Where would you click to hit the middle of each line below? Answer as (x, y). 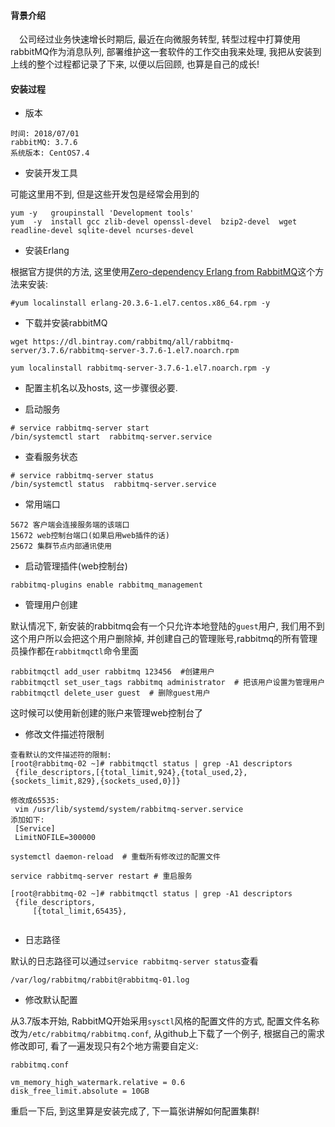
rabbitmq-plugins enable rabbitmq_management (106, 585)
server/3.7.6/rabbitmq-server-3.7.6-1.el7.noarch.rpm (125, 351)
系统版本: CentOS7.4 (50, 153)
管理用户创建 (51, 605)
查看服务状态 (51, 457)
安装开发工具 (51, 173)
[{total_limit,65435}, (80, 911)
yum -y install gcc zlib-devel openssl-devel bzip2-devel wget (154, 222)
